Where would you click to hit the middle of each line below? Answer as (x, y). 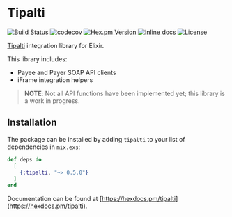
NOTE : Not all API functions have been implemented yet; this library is (124, 93)
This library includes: (37, 59)
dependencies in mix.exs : (44, 147)
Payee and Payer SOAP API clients (67, 72)
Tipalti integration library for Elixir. (56, 45)
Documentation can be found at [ (55, 199)
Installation (32, 123)
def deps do (24, 159)
